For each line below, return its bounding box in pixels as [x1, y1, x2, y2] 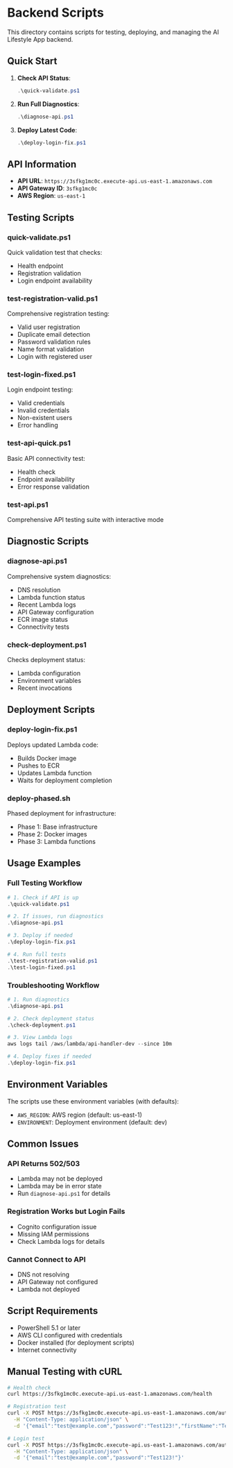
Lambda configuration [17, 669, 81, 677]
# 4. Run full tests [7, 951, 67, 958]
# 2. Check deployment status [7, 1015, 95, 1022]
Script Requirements [7, 1305, 98, 1317]
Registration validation [17, 269, 81, 277]
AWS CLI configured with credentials [17, 1331, 123, 1339]
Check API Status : [17, 74, 71, 82]
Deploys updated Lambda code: [7, 741, 99, 749]
